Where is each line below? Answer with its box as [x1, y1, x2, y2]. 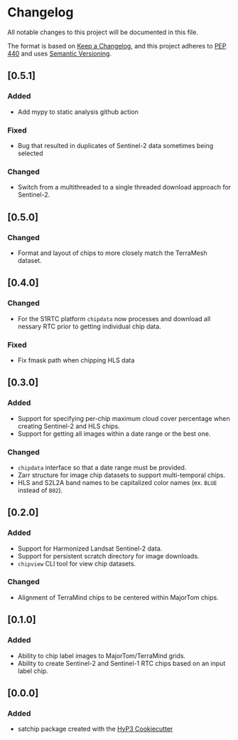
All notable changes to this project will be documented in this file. [7, 28, 199, 36]
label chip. [17, 667, 48, 675]
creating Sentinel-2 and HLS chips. [17, 422, 120, 430]
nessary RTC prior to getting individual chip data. [17, 322, 161, 330]
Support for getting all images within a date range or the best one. [17, 429, 211, 438]
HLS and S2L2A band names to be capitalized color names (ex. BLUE [17, 478, 217, 486]
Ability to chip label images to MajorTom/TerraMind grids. [17, 651, 186, 660]
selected [17, 149, 44, 157]
